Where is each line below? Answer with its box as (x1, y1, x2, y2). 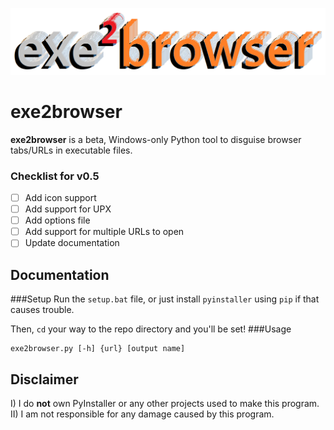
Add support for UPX (24, 203, 112, 215)
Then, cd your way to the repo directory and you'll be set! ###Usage (10, 323, 292, 335)
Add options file (24, 214, 91, 227)
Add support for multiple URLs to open (24, 226, 185, 238)
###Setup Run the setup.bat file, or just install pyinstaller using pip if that (10, 293, 320, 305)
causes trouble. (10, 304, 75, 316)
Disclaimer (10, 371, 79, 388)
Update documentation (24, 237, 120, 249)
